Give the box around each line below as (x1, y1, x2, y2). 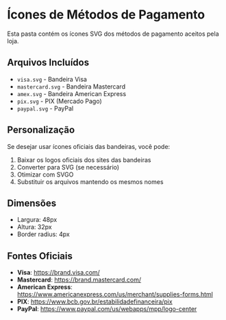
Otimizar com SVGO (16, 170, 74, 179)
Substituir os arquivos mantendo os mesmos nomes (16, 177, 164, 185)
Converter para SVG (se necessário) (16, 163, 120, 171)
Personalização (7, 124, 75, 136)
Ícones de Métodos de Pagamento (7, 7, 205, 23)
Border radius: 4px (16, 230, 71, 238)
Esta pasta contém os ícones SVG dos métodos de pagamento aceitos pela (7, 30, 219, 38)
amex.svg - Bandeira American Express (16, 89, 127, 98)
